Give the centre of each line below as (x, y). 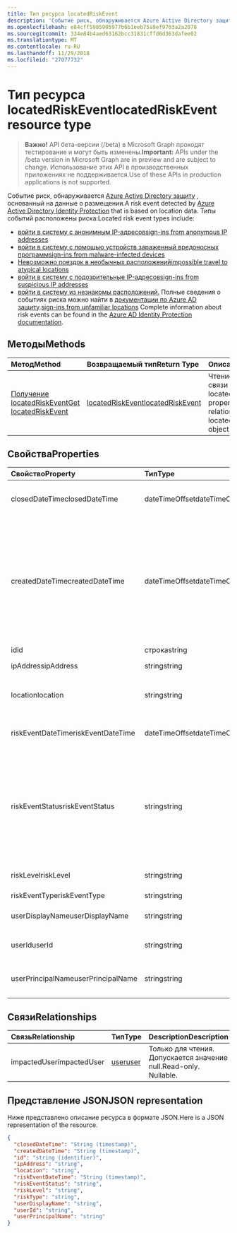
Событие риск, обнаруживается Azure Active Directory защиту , (103, 196)
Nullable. (163, 1075)
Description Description (189, 1037)
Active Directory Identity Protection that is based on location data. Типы (112, 211)
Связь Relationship (43, 1037)
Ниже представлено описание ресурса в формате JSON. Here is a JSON (116, 1117)
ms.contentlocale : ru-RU (44, 47)
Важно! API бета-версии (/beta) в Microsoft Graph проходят (114, 144)
